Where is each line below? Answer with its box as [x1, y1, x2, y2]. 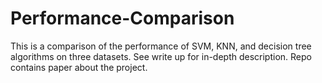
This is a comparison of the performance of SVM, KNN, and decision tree [10, 40, 312, 52]
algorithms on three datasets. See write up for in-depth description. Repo [10, 50, 312, 62]
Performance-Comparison [10, 7, 235, 30]
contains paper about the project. [10, 61, 148, 73]
